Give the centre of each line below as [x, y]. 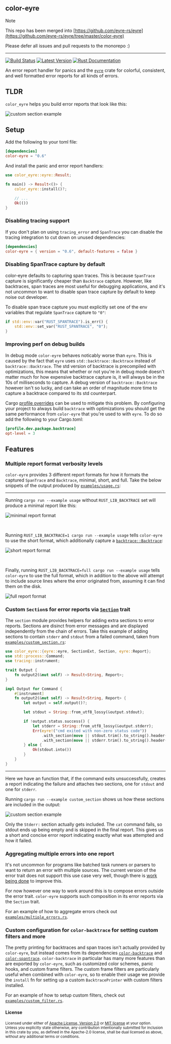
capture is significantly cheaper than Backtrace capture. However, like [78, 281]
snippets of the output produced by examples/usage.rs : [63, 486]
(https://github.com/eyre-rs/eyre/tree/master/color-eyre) [65, 36]
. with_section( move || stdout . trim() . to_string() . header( [104, 736]
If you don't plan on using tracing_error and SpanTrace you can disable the [84, 232]
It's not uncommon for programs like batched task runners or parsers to [81, 865]
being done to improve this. [34, 881]
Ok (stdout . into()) [52, 750]
